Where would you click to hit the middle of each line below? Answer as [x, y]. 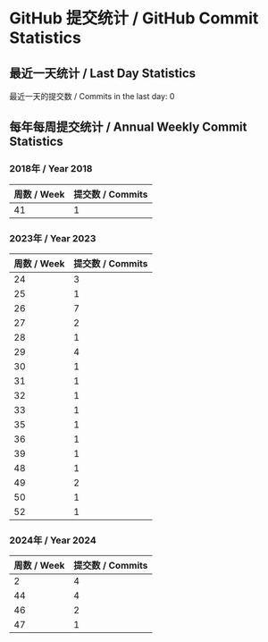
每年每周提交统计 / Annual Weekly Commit [128, 127]
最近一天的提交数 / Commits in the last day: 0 [92, 96]
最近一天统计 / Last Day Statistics [103, 73]
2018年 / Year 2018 [51, 169]
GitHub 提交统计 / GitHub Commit [134, 18]
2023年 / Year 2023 [53, 238]
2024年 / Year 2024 [53, 540]
